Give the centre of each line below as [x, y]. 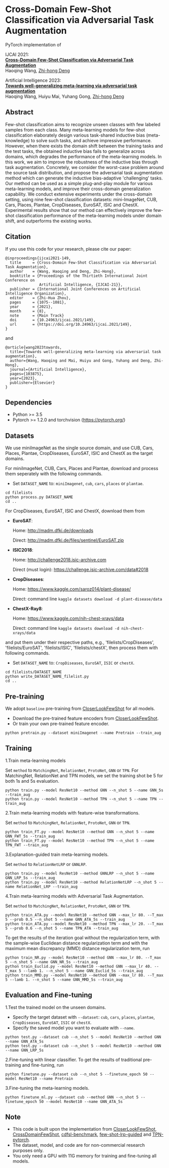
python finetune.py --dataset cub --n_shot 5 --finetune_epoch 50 [76, 1074]
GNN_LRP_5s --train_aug [30, 878]
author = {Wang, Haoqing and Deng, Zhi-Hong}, [63, 271]
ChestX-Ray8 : [28, 609]
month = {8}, [28, 311]
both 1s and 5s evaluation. [32, 781]
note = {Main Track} [37, 315]
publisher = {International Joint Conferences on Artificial [75, 289]
